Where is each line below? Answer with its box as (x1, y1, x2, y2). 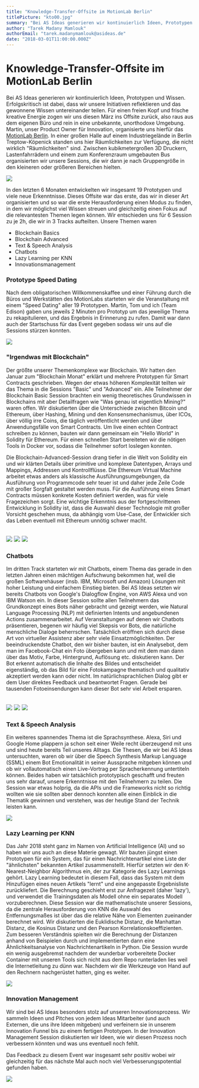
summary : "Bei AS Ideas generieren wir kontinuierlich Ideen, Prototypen (6, 20, 193, 26)
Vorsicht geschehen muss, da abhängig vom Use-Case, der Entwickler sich (6, 510, 191, 517)
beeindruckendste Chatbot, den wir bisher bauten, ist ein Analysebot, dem (6, 641, 188, 648)
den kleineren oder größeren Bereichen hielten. (6, 163, 122, 170)
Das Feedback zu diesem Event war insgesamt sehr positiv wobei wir (6, 1051, 176, 1058)
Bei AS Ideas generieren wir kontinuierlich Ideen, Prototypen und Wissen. (6, 94, 186, 101)
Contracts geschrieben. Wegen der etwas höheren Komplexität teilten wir (6, 379, 186, 386)
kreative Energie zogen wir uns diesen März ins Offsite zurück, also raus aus (6, 113, 194, 120)
